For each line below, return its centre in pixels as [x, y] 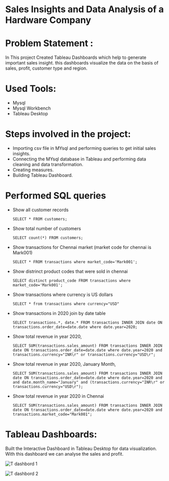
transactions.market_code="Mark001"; [52, 414]
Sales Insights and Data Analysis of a [85, 9]
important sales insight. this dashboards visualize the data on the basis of [82, 63]
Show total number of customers [47, 228]
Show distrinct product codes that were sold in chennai [70, 271]
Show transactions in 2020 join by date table [59, 313]
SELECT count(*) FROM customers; [48, 238]
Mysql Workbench [32, 108]
